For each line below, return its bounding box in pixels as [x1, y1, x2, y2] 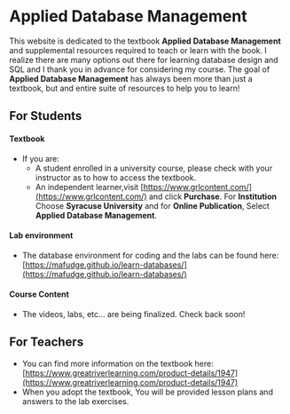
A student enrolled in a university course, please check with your [35, 163, 273, 173]
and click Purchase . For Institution [148, 191, 278, 202]
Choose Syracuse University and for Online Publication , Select [35, 200, 270, 211]
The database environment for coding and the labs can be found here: [21, 250, 279, 260]
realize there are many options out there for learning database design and [9, 54, 278, 65]
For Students [9, 108, 82, 123]
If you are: [21, 153, 59, 163]
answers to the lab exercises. [21, 395, 129, 406]
